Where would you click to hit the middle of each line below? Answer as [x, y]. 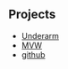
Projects [32, 15]
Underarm [40, 35]
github [33, 54]
